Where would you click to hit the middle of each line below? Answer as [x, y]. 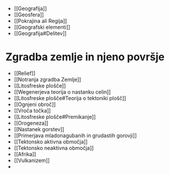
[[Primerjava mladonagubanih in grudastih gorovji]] [75, 135]
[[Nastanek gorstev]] [39, 129]
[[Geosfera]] [29, 15]
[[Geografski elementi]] [42, 27]
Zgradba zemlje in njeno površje [85, 57]
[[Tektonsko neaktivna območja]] [54, 148]
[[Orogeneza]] [31, 123]
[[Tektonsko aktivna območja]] [51, 141]
